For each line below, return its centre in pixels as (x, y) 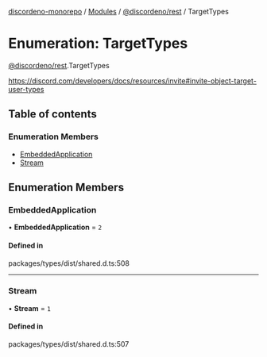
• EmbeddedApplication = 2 (55, 227)
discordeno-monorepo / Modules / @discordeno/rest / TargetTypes (118, 12)
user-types (26, 89)
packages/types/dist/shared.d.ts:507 (69, 344)
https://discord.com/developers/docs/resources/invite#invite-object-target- (132, 81)
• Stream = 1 (30, 308)
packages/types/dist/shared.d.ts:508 (69, 263)
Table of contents (52, 114)
